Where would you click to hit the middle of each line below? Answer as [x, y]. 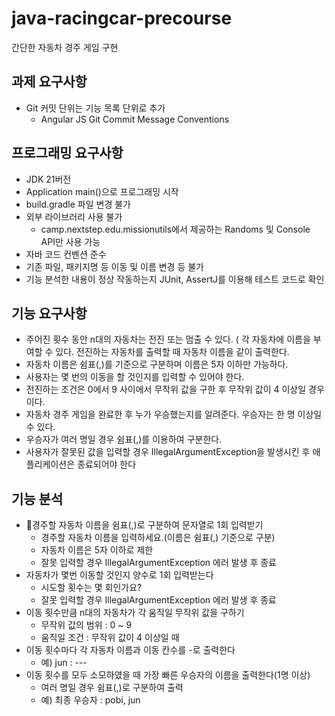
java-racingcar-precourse [122, 18]
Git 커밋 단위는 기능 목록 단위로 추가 [95, 108]
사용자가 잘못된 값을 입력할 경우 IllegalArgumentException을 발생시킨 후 [168, 452]
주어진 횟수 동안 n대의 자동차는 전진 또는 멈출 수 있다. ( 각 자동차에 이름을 [168, 339]
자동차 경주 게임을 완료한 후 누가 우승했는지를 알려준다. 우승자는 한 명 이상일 [174, 414]
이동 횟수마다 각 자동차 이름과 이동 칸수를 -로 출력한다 [130, 650]
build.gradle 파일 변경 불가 [78, 204]
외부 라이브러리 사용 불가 [74, 216]
